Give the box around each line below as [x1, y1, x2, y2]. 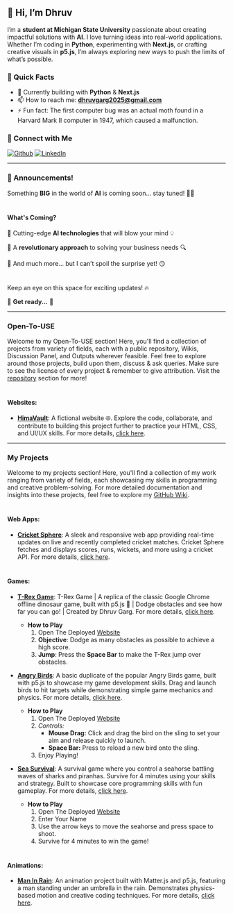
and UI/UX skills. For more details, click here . [17, 428, 146, 437]
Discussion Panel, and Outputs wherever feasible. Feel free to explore [7, 351, 207, 360]
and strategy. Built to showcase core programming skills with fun [17, 779, 203, 787]
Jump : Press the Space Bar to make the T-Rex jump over [37, 650, 201, 658]
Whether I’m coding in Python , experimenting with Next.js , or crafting [7, 40, 207, 49]
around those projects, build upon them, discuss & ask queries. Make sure [7, 359, 219, 367]
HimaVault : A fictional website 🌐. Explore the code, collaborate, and [17, 414, 213, 422]
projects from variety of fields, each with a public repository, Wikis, [7, 344, 199, 353]
